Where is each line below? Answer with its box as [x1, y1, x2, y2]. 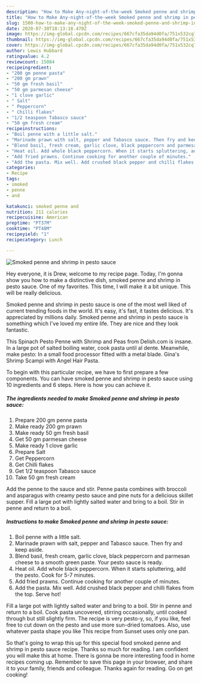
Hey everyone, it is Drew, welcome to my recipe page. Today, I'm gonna [6, 270, 183, 277]
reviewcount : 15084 [6, 59, 55, 65]
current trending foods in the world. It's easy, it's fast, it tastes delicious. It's [6, 307, 193, 314]
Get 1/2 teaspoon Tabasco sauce [14, 467, 96, 474]
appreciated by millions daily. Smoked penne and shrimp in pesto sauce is [6, 313, 188, 320]
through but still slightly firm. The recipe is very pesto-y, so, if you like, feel [6, 615, 191, 622]
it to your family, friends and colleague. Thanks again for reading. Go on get [6, 664, 193, 671]
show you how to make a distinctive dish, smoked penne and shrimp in [6, 276, 181, 283]
